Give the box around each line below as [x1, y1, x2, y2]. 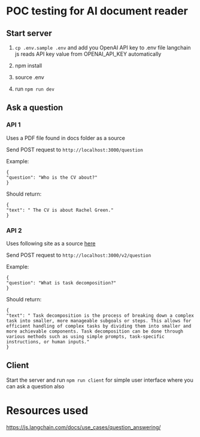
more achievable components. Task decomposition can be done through [6, 328, 184, 334]
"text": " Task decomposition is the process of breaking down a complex [6, 312, 195, 319]
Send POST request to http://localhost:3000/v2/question [6, 251, 151, 259]
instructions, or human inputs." [6, 339, 90, 345]
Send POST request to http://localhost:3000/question [6, 146, 144, 153]
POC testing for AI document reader [6, 4, 189, 18]
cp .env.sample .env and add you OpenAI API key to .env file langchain [14, 44, 191, 51]
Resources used [6, 403, 89, 417]
